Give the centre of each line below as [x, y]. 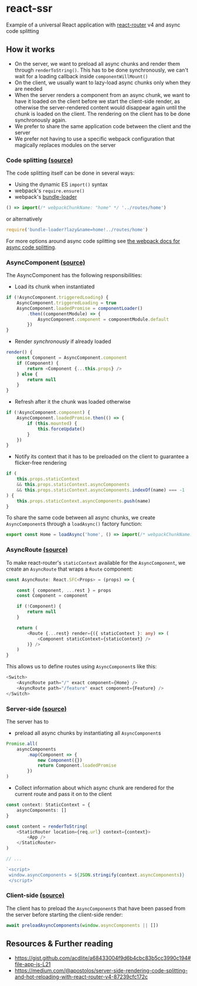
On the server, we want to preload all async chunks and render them [97, 64]
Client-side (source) [35, 895]
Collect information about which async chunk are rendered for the [94, 788]
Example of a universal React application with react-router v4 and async [93, 25]
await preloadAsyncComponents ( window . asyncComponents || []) [82, 925]
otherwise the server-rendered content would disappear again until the [100, 107]
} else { [27, 374]
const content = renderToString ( [47, 826]
